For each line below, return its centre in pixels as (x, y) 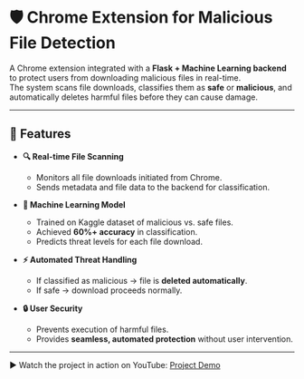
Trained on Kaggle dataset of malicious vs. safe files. (134, 222)
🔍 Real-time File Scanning (73, 156)
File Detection (62, 43)
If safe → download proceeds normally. (109, 290)
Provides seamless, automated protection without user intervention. (165, 339)
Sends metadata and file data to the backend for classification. (152, 187)
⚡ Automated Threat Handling (80, 259)
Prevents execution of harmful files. (102, 329)
